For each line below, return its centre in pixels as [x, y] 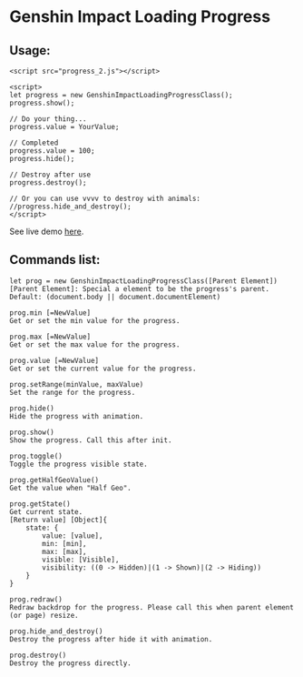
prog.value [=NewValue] [54, 360]
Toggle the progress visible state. [78, 464]
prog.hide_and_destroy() [56, 631]
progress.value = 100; [52, 151]
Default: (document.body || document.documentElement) [115, 297]
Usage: [30, 51]
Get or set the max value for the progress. [95, 344]
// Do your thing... [49, 119]
